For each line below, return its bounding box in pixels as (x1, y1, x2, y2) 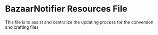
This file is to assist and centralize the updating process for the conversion (5, 19, 154, 25)
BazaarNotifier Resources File (5, 3, 128, 14)
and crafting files (5, 24, 39, 30)
